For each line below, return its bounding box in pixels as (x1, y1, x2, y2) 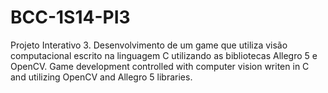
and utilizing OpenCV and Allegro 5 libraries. (10, 71, 193, 83)
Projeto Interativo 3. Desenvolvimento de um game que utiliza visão (10, 39, 288, 51)
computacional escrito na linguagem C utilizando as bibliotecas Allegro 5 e (10, 49, 318, 61)
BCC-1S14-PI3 (10, 6, 131, 29)
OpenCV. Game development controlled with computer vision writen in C (10, 60, 310, 72)
